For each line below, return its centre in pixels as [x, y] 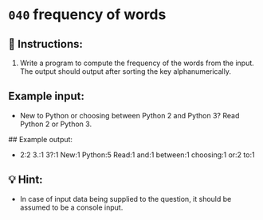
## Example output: [41, 139]
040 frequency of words [87, 15]
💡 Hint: [26, 180]
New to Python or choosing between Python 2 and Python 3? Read [130, 115]
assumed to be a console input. [71, 207]
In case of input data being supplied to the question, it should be [126, 199]
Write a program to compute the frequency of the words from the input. [137, 63]
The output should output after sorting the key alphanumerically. [126, 71]
